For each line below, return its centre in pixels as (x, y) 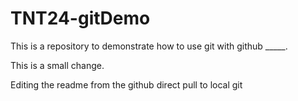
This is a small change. (57, 65)
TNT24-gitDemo (80, 18)
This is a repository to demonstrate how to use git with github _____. (149, 46)
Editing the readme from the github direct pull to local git (126, 84)
